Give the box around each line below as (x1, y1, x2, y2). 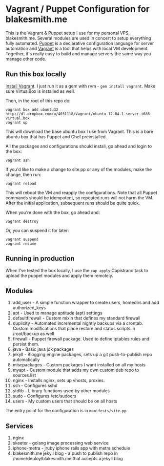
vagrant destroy (5, 219, 39, 224)
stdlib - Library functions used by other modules (12, 388, 110, 394)
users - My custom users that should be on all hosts (12, 398, 118, 404)
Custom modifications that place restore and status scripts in (12, 326, 136, 332)
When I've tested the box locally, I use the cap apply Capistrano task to (5, 267, 148, 273)
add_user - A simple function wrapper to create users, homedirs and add (12, 299, 159, 306)
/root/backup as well (12, 331, 54, 337)
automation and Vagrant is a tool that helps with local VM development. (5, 45, 149, 51)
